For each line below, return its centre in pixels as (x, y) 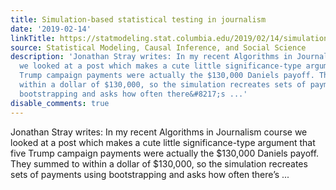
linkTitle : (33, 38)
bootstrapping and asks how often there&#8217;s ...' (133, 94)
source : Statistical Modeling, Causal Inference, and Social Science (158, 47)
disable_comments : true (60, 103)
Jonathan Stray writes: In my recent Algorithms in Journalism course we (159, 132)
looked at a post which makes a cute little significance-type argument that (163, 142)
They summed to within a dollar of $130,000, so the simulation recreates (159, 163)
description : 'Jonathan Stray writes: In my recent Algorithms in (151, 57)
